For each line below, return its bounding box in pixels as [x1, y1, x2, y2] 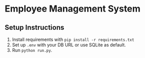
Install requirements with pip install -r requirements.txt [12, 36, 134, 42]
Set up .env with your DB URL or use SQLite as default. [12, 42, 126, 48]
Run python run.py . [12, 47, 52, 53]
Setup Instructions [5, 23, 64, 32]
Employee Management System [5, 3, 140, 15]
